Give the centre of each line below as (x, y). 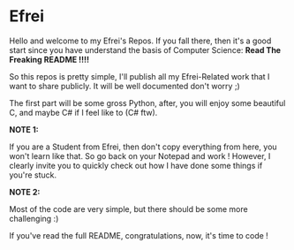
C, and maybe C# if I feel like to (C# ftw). (83, 112)
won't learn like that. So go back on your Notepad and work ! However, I (140, 155)
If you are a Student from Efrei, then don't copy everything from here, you (143, 147)
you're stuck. (33, 175)
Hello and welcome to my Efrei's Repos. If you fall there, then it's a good (140, 41)
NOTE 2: (25, 192)
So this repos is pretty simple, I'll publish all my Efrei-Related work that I (139, 76)
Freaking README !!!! (49, 59)
